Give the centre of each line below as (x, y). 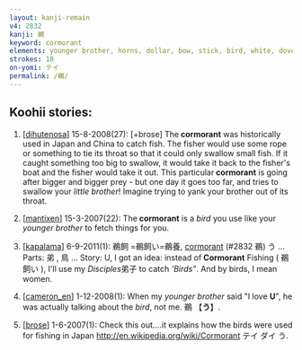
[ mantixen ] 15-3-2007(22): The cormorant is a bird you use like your (149, 218)
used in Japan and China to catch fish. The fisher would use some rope (155, 144)
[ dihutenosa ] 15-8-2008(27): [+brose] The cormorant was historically (151, 134)
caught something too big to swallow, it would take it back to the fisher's (156, 162)
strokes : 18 (31, 59)
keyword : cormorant (46, 43)
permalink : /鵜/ (39, 76)
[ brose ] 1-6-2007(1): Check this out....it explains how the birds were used (157, 325)
